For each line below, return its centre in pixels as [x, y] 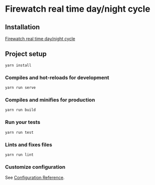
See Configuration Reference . [35, 178]
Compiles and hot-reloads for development [57, 78]
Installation [22, 27]
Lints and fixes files [29, 144]
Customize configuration [35, 167]
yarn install [18, 65]
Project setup [26, 54]
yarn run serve [20, 88]
